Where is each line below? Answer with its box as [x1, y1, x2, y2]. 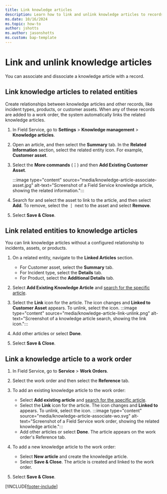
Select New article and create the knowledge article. [19, 454, 128, 460]
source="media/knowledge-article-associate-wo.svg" [19, 413, 131, 419]
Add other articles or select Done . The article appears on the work [19, 429, 156, 435]
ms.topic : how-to [5, 21, 41, 26]
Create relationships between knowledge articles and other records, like [5, 101, 153, 107]
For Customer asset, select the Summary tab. [19, 264, 114, 270]
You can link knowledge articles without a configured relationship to [5, 240, 144, 246]
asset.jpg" [12, 182, 34, 188]
